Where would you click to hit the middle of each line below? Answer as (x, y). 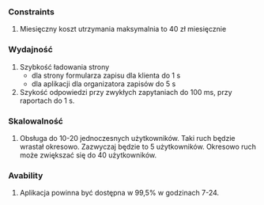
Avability (26, 175)
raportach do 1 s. (47, 101)
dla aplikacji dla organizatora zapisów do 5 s (104, 84)
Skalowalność (36, 121)
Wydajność (30, 50)
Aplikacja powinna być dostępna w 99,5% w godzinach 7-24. (119, 193)
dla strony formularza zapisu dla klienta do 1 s (106, 75)
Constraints (32, 12)
